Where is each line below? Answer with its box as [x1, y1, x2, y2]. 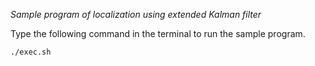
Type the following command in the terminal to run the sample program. [10, 28, 306, 39]
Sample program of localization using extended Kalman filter [10, 9, 262, 20]
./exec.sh [10, 47, 52, 57]
